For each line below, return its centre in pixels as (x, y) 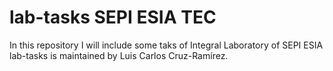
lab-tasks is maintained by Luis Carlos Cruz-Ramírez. (119, 55)
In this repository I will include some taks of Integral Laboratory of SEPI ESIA (166, 45)
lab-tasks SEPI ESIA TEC (113, 17)
